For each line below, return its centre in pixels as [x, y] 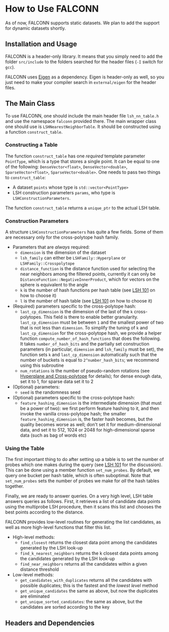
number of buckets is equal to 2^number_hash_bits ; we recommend [90, 360]
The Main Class [30, 103]
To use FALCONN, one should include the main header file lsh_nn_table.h [82, 116]
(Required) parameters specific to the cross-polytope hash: [74, 306]
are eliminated [35, 596]
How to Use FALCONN [52, 9]
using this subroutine [42, 365]
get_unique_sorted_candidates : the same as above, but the [81, 602]
